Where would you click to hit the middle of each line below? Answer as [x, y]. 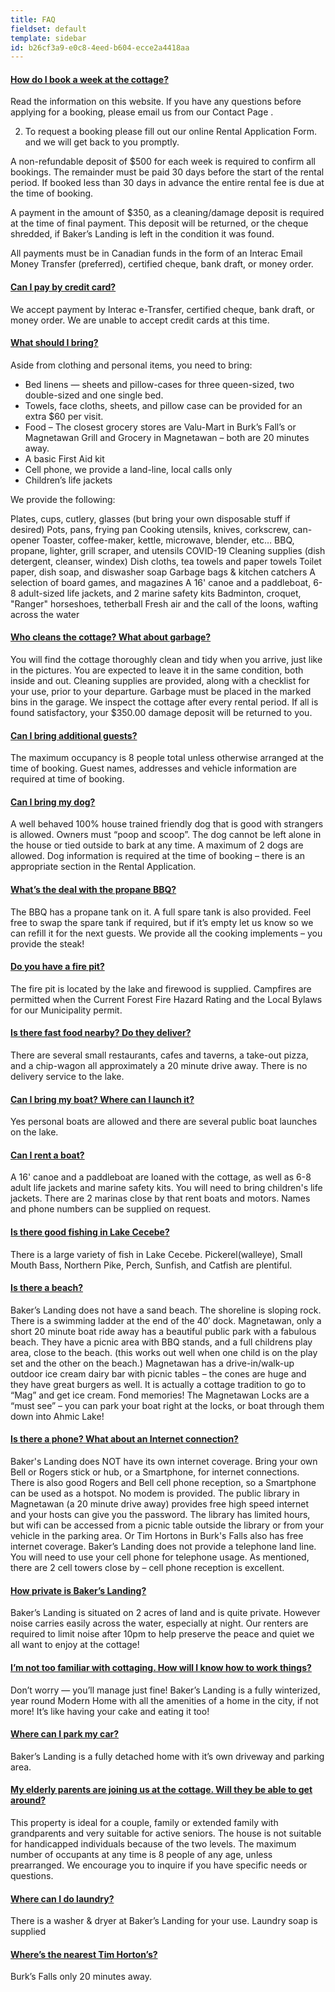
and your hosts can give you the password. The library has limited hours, [160, 1515]
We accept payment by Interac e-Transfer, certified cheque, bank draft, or [162, 309]
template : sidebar [48, 38]
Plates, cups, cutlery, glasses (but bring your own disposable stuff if [150, 518]
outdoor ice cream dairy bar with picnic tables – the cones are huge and [158, 1373]
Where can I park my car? [65, 1734]
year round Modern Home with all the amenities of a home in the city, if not [164, 1700]
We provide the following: [63, 499]
